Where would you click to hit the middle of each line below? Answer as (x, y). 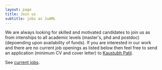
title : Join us (21, 14)
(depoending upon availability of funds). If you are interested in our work (78, 43)
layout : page (18, 9)
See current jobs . (23, 62)
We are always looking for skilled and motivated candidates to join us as (78, 33)
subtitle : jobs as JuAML (30, 18)
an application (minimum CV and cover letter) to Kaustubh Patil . (69, 53)
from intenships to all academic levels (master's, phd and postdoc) (72, 37)
